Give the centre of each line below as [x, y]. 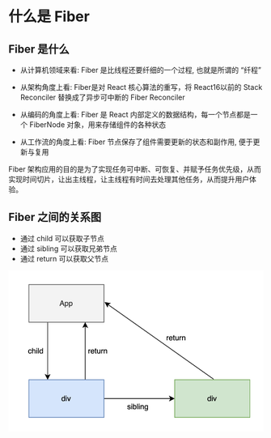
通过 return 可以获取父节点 [64, 258]
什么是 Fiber [49, 17]
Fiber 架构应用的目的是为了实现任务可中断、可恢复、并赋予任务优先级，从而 [135, 169]
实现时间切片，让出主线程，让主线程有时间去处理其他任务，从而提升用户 [129, 179]
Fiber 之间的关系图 [55, 217]
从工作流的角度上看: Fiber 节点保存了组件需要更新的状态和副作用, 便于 [136, 142]
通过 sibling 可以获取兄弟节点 [68, 249]
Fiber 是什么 [39, 49]
